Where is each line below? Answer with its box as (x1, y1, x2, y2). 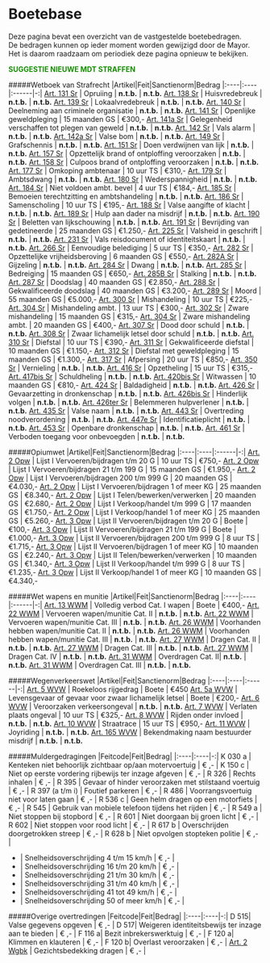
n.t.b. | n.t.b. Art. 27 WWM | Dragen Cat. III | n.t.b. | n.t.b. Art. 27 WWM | (8, 643, 253, 652)
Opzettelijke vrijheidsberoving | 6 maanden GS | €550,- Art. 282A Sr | (8, 251, 239, 261)
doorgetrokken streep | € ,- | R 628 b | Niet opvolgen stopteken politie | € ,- (8, 828, 260, 838)
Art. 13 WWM (44, 600, 89, 609)
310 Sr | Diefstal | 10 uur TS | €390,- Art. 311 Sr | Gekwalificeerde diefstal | (8, 337, 254, 347)
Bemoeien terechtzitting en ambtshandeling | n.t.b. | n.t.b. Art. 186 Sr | (8, 191, 244, 201)
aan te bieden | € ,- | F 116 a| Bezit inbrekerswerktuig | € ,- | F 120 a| (8, 928, 235, 938)
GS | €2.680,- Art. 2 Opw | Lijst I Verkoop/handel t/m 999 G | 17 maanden (8, 498, 251, 509)
